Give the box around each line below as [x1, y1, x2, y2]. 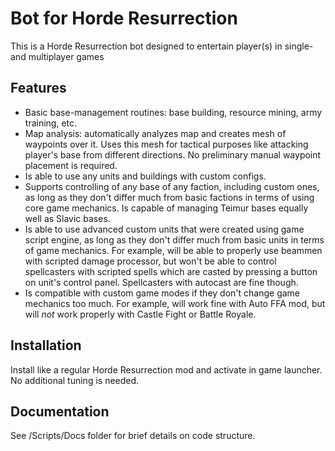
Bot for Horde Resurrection [10, 7, 238, 30]
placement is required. [24, 159, 118, 171]
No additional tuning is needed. [10, 374, 140, 386]
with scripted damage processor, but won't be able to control [24, 255, 277, 267]
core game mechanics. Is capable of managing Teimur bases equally [24, 202, 309, 214]
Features [10, 80, 67, 97]
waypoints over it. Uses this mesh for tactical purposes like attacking [24, 138, 309, 150]
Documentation [10, 403, 110, 420]
